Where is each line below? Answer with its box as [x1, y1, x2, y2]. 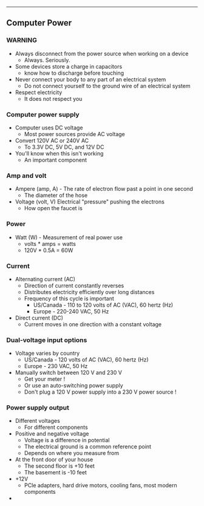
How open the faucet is [24, 205, 83, 212]
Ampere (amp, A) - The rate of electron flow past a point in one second [15, 185, 193, 193]
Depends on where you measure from [24, 450, 120, 457]
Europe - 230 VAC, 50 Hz [24, 363, 88, 370]
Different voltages [15, 417, 61, 425]
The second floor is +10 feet [24, 462, 95, 470]
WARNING [6, 36, 38, 44]
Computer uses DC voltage [15, 124, 83, 131]
